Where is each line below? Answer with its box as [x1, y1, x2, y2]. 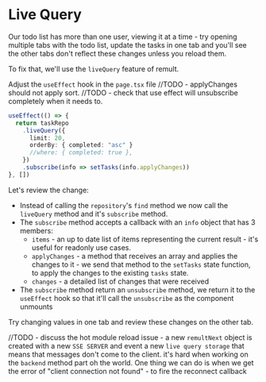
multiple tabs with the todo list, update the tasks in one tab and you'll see [8, 40, 248, 49]
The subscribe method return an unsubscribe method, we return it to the [19, 284, 256, 295]
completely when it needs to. [8, 96, 103, 106]
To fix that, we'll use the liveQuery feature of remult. [8, 64, 179, 73]
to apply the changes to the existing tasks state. [31, 268, 189, 277]
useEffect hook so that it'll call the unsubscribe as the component [19, 293, 234, 303]
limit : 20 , [29, 133, 66, 142]
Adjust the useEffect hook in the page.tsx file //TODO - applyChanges [8, 79, 238, 89]
